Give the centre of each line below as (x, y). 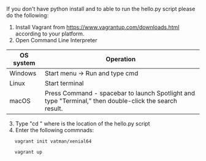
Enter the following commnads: (55, 130)
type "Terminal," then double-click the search (111, 101)
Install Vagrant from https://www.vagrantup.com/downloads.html (97, 27)
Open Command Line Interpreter (56, 40)
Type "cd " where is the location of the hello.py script (82, 124)
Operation (121, 59)
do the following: (28, 15)
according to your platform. (50, 34)
